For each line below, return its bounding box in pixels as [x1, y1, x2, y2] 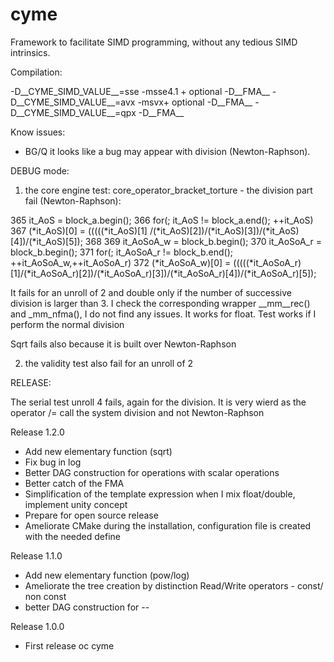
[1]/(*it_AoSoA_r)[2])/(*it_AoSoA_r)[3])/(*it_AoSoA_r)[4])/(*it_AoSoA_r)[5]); [10, 267, 317, 279]
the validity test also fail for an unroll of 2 [24, 357, 194, 369]
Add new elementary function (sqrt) [24, 445, 173, 457]
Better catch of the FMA [24, 477, 125, 489]
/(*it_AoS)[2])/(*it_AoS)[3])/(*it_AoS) [149, 224, 300, 237]
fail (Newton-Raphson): [24, 194, 122, 207]
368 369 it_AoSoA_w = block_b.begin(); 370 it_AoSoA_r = [84, 235, 322, 247]
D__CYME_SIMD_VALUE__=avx [10, 96, 136, 108]
